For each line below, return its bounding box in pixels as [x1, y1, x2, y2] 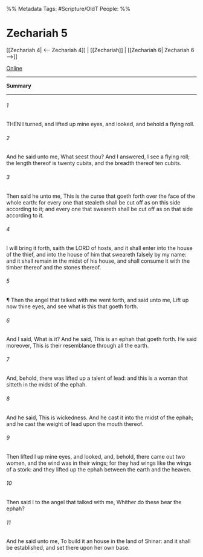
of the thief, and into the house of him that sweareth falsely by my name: [6, 251, 187, 258]
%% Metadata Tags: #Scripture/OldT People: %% [6, 5, 131, 12]
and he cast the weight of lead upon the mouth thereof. [6, 420, 144, 427]
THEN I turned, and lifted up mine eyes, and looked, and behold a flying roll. [6, 121, 195, 128]
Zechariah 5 [6, 27, 68, 40]
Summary [6, 82, 31, 89]
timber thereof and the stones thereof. [6, 263, 101, 271]
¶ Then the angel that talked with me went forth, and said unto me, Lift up [6, 296, 189, 303]
